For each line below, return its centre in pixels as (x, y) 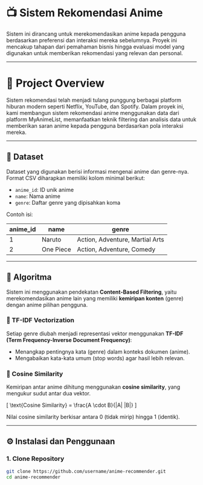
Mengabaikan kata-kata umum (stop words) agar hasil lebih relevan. (100, 358)
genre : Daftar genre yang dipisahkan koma (68, 202)
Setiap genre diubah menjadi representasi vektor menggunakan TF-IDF (95, 333)
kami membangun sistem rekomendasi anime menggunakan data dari (93, 113)
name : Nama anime (37, 196)
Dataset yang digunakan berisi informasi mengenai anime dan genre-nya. (98, 171)
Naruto (52, 239)
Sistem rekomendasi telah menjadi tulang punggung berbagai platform (94, 100)
